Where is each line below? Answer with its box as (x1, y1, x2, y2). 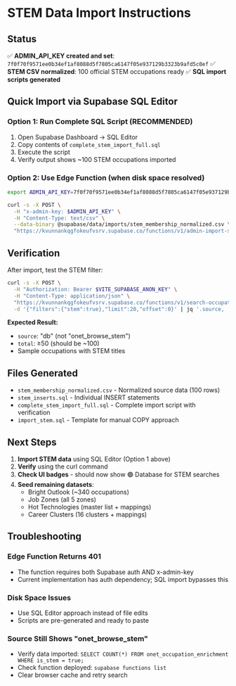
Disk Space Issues (7, 592, 72, 602)
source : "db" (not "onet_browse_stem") (17, 332, 131, 341)
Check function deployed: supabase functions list (17, 663, 167, 672)
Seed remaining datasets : (17, 481, 94, 489)
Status (7, 33, 37, 45)
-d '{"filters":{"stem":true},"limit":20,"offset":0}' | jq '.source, (13, 305, 225, 312)
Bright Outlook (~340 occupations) (27, 488, 130, 497)
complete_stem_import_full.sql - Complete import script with (17, 401, 196, 409)
